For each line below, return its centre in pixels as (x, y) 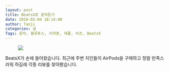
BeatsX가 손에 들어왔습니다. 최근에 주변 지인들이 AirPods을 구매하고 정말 (78, 58)
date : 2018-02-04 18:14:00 (34, 19)
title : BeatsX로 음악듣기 (30, 15)
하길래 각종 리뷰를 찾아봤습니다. (46, 64)
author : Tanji (20, 24)
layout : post (19, 10)
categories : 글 (21, 29)
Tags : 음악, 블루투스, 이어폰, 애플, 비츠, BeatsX (53, 33)
